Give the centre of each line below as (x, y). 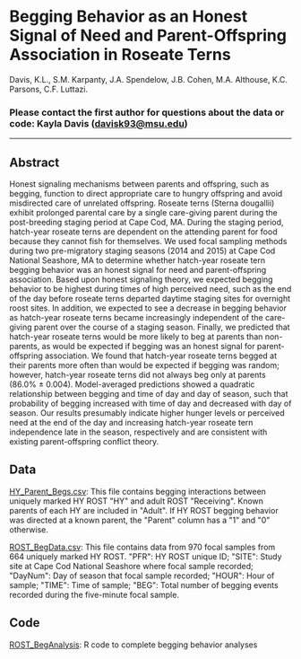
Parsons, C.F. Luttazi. (48, 89)
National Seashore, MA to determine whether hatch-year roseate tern (138, 260)
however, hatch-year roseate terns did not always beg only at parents (138, 375)
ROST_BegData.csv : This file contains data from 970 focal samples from (142, 547)
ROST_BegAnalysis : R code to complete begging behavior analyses (133, 645)
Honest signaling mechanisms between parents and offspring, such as (139, 184)
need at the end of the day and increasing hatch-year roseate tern (131, 423)
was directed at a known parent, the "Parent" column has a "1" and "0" (140, 520)
